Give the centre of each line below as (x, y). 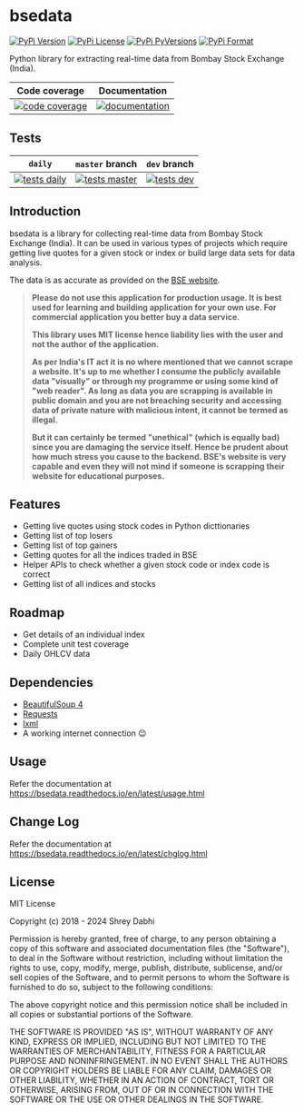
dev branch (170, 164)
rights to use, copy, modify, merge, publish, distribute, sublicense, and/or (146, 968)
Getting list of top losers (68, 536)
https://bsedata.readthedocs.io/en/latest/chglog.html (108, 853)
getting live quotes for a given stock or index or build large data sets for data (152, 253)
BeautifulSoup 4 (53, 704)
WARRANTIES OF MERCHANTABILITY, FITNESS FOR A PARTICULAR (137, 1051)
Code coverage (50, 90)
